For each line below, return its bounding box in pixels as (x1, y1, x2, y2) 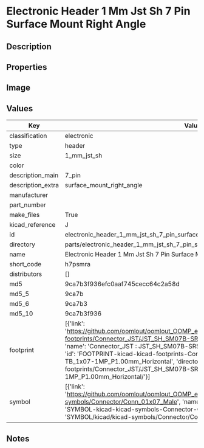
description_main (9, 171, 59, 180)
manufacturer (9, 191, 49, 199)
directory (9, 240, 35, 249)
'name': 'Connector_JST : (64, 342, 137, 351)
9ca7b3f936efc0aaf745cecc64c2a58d (64, 280, 180, 288)
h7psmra (64, 260, 91, 269)
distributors (9, 270, 42, 278)
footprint (9, 346, 35, 354)
